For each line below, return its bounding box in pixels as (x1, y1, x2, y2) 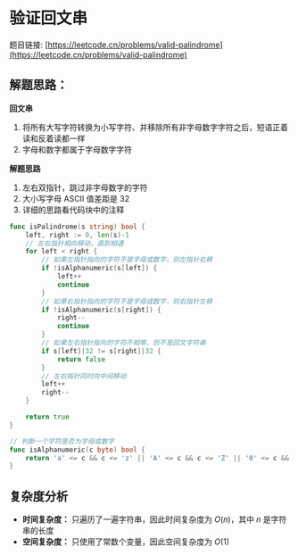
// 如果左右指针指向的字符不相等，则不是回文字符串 (41, 338, 207, 347)
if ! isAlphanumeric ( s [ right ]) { (41, 305, 162, 314)
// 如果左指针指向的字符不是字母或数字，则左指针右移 (41, 255, 213, 264)
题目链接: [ (9, 39, 49, 50)
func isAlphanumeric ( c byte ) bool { (9, 445, 145, 454)
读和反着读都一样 (21, 133, 86, 144)
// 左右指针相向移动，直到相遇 (25, 238, 124, 248)
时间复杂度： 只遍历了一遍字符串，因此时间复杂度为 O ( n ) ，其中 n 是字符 (21, 514, 287, 525)
